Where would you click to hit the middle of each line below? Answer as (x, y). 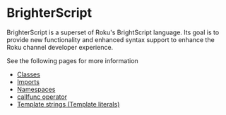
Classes (28, 74)
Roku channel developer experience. (60, 47)
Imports (28, 81)
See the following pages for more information (72, 60)
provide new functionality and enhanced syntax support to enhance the (111, 39)
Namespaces (36, 89)
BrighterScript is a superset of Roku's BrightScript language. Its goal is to (113, 32)
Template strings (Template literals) (68, 104)
